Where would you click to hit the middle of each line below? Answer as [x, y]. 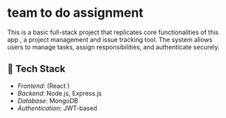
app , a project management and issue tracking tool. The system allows [110, 39]
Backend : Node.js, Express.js [59, 93]
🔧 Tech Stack [36, 69]
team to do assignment [75, 13]
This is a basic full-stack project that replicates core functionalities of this [113, 32]
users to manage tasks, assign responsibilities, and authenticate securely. [114, 47]
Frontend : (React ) [43, 86]
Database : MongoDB [48, 101]
